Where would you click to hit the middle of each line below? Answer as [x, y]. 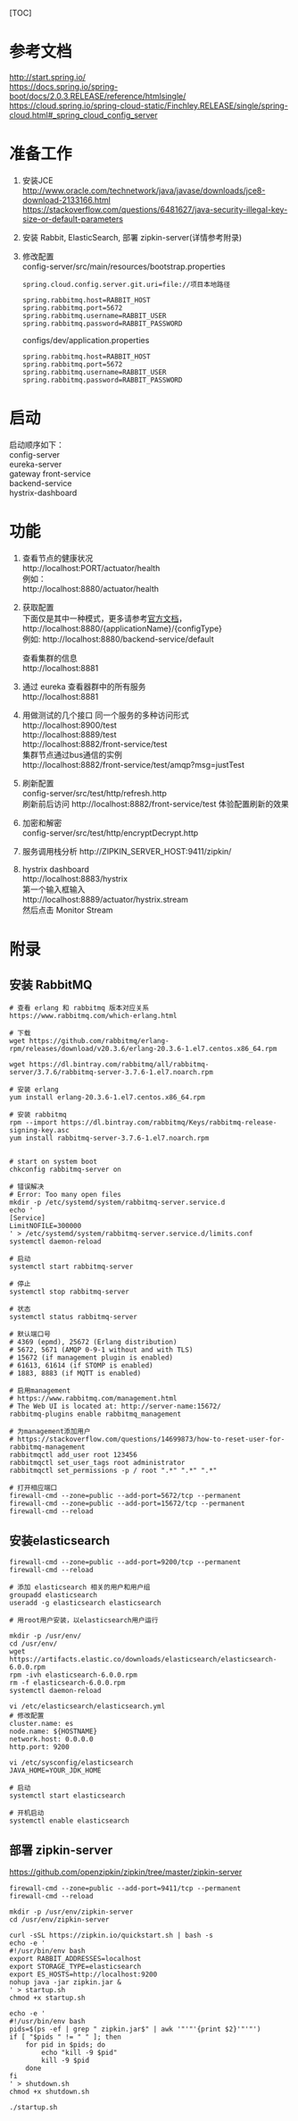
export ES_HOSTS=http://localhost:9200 [83, 1974]
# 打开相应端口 [33, 1487]
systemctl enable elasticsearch [69, 1821]
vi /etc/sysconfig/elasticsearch [71, 1763]
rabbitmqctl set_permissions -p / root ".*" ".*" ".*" [113, 1470]
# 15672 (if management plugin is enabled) [91, 1358]
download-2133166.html [66, 199]
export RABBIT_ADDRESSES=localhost [75, 1959]
